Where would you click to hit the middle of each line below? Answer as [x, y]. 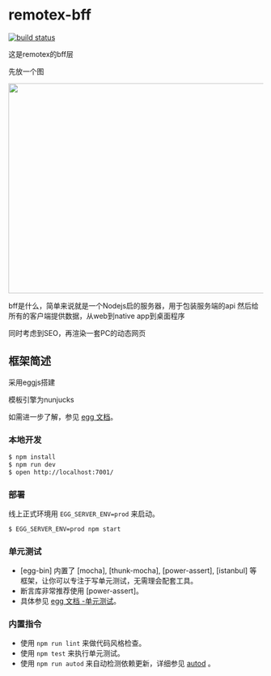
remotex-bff [50, 15]
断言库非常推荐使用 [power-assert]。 [82, 591]
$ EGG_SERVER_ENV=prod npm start [65, 529]
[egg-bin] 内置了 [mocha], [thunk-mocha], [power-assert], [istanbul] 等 [138, 571]
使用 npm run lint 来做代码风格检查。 [83, 644]
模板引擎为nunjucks [41, 399]
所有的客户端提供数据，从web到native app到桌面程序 [97, 316]
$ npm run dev [32, 464]
